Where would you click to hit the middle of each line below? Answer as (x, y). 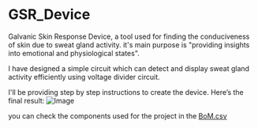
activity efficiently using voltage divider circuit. (84, 77)
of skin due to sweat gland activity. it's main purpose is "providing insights (129, 44)
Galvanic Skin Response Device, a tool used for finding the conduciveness (129, 36)
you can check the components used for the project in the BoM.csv (118, 115)
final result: (26, 100)
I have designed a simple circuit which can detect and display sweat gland (129, 68)
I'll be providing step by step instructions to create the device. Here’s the (126, 92)
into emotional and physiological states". (74, 53)
